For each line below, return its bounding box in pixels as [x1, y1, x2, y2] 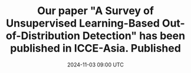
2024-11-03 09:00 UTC [67, 61, 124, 68]
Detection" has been [82, 29, 186, 42]
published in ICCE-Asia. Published [10, 42, 181, 55]
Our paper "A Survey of [37, 4, 154, 18]
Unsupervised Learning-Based [6, 16, 160, 30]
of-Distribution [5, 29, 81, 42]
